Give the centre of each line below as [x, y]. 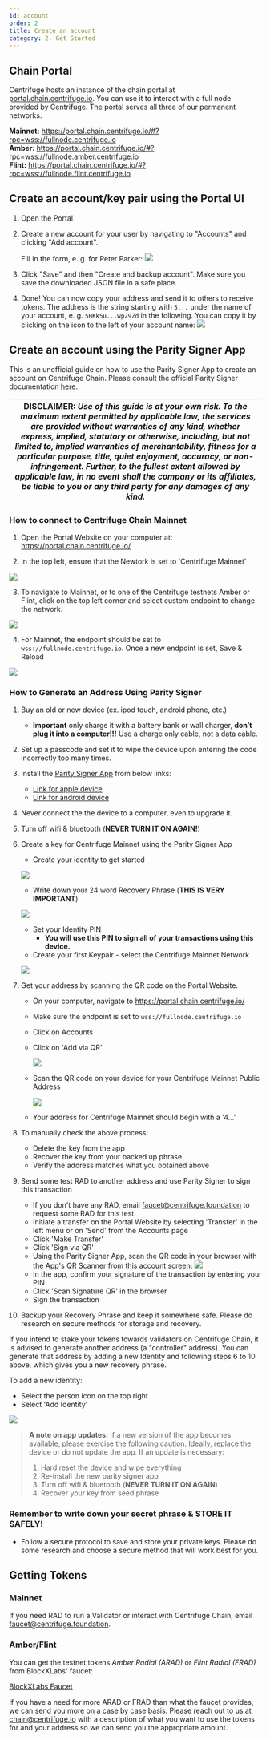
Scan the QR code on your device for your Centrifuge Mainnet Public [146, 1078]
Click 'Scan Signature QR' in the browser [100, 1291]
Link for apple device [67, 789]
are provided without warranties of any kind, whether [135, 426]
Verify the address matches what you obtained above [121, 1165]
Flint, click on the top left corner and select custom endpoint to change [138, 600]
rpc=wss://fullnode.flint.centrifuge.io [70, 174]
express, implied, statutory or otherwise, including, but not [135, 436]
